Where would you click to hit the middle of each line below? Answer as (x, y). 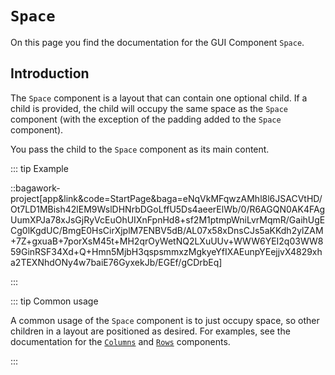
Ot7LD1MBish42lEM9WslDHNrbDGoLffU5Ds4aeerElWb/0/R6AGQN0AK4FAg (168, 209)
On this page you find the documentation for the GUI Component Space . (157, 42)
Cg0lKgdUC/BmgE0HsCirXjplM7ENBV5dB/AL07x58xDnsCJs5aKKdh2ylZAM (167, 230)
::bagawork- (35, 188)
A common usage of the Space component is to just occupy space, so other (165, 320)
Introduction (50, 73)
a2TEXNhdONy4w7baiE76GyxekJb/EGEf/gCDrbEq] (116, 262)
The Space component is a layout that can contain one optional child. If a (159, 98)
